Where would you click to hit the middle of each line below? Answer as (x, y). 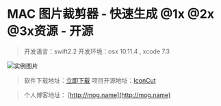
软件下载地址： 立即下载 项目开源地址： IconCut (90, 80)
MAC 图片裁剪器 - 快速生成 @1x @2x (110, 14)
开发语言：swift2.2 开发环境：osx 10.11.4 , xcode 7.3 (96, 51)
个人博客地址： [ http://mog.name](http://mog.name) (97, 95)
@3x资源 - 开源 (50, 31)
